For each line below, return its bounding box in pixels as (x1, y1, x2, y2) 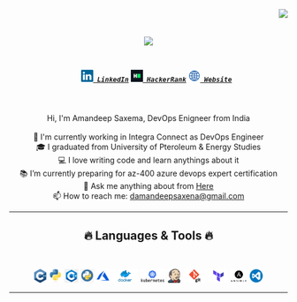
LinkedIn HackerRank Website (96, 75, 232, 84)
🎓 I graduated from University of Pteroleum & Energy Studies (35, 141, 262, 153)
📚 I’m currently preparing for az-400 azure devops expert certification (19, 168, 278, 179)
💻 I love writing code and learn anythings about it (57, 155, 240, 166)
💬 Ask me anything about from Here (83, 181, 214, 192)
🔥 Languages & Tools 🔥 (83, 228, 214, 243)
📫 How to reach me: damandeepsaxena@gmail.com (52, 191, 245, 201)
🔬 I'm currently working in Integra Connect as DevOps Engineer (33, 132, 264, 142)
